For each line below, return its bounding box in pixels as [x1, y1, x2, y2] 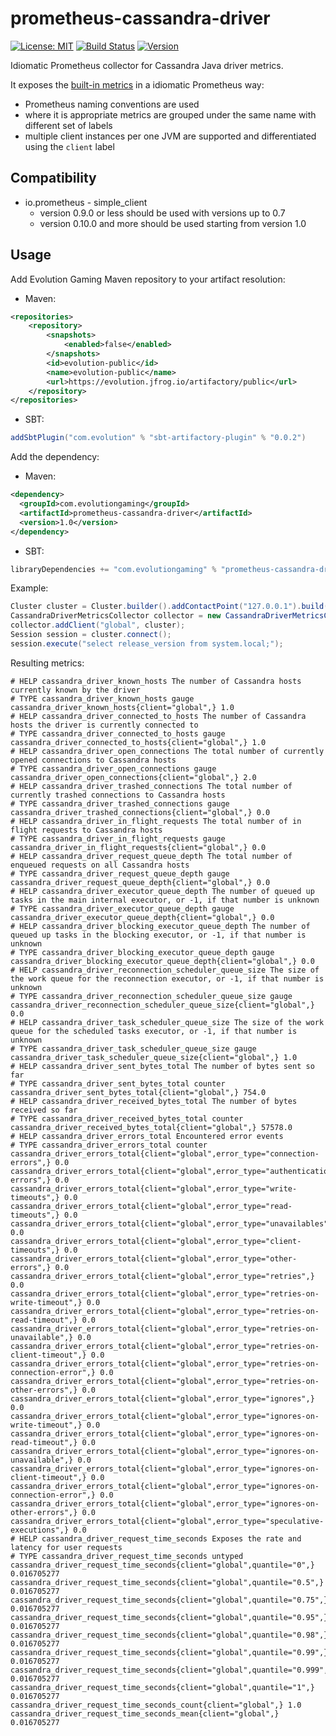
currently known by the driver [10, 685, 141, 695]
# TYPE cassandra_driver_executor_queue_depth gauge [10, 903, 235, 914]
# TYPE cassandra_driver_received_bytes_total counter [10, 1113, 244, 1124]
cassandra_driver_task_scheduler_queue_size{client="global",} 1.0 [10, 1052, 298, 1062]
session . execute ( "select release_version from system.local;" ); [10, 638, 284, 649]
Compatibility [10, 170, 97, 187]
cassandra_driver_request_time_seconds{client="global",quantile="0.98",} [10, 1630, 329, 1640]
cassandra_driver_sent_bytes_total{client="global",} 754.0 [10, 1087, 267, 1097]
